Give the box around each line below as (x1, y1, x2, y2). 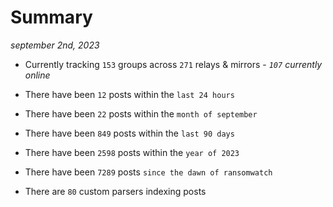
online (24, 69, 51, 81)
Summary (10, 6, 93, 29)
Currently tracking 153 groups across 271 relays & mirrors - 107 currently (24, 58, 323, 70)
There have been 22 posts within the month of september (24, 107, 258, 120)
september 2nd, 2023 (10, 39, 100, 51)
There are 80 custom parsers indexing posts (24, 185, 207, 197)
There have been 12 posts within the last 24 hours (24, 88, 235, 100)
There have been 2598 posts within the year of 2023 (24, 146, 240, 158)
